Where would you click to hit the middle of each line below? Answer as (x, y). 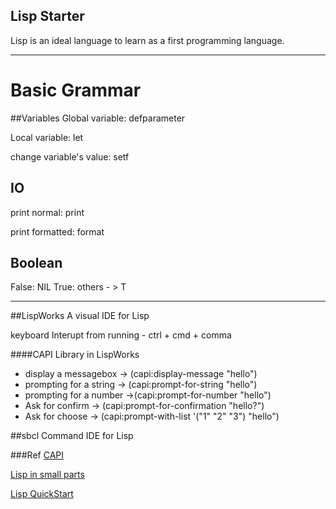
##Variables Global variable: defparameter (98, 118)
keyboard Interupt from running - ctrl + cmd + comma (121, 335)
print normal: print (47, 212)
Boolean (36, 262)
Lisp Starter (47, 16)
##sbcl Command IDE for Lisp (72, 436)
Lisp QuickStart (42, 494)
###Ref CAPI (37, 455)
